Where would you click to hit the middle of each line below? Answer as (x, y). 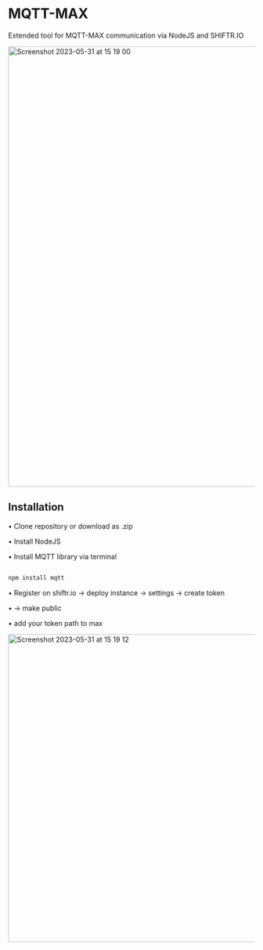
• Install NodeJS (34, 541)
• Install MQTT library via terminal (63, 556)
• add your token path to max (56, 623)
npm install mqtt (36, 577)
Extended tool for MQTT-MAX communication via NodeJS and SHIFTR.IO (126, 35)
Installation (36, 507)
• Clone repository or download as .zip (70, 526)
